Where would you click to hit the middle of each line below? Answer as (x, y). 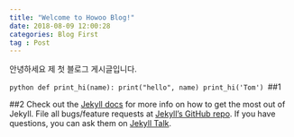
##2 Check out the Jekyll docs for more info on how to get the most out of (147, 105)
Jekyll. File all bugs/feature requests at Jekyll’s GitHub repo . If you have (142, 114)
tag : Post (30, 43)
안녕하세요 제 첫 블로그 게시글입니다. (73, 69)
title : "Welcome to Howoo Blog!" (72, 17)
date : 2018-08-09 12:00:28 (60, 26)
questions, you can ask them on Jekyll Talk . (91, 124)
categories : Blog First (54, 34)
